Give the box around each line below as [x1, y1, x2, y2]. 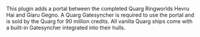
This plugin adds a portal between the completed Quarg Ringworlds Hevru [6, 5, 190, 12]
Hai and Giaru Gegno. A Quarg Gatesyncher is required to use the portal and [6, 11, 195, 18]
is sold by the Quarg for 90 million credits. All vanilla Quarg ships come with [6, 18, 193, 24]
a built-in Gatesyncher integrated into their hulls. [6, 24, 126, 31]
